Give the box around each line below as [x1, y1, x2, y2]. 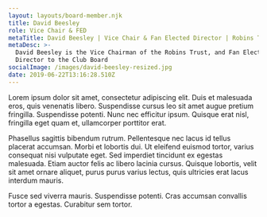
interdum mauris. [8, 176, 64, 185]
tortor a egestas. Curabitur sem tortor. [8, 200, 133, 209]
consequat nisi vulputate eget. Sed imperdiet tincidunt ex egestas [8, 150, 223, 160]
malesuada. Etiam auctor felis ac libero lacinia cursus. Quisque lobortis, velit [8, 158, 257, 168]
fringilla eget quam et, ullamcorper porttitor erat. [8, 118, 167, 127]
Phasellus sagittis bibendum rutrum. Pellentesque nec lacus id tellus [8, 133, 231, 143]
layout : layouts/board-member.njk [8, 11, 123, 20]
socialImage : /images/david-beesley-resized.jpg [8, 64, 172, 72]
